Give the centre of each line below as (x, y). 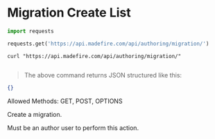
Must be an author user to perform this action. (73, 128)
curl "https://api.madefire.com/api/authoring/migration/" (94, 56)
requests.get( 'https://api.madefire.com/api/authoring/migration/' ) (108, 44)
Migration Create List (69, 13)
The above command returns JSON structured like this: (103, 75)
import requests (31, 31)
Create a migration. (35, 114)
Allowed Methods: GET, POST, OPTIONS (65, 101)
